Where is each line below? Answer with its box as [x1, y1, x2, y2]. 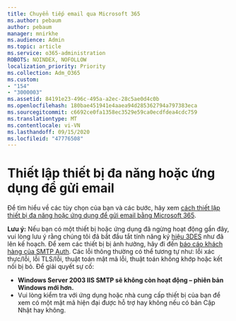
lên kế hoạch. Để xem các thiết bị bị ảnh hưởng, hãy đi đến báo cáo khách [7, 240, 223, 248]
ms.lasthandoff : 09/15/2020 [7, 128, 90, 135]
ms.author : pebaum [7, 17, 61, 24]
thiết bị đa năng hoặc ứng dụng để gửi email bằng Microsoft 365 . [7, 211, 196, 219]
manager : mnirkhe [7, 30, 59, 37]
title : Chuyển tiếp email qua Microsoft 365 [7, 10, 141, 18]
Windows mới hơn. [17, 284, 74, 292]
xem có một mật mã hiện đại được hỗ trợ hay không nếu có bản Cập [17, 298, 216, 307]
